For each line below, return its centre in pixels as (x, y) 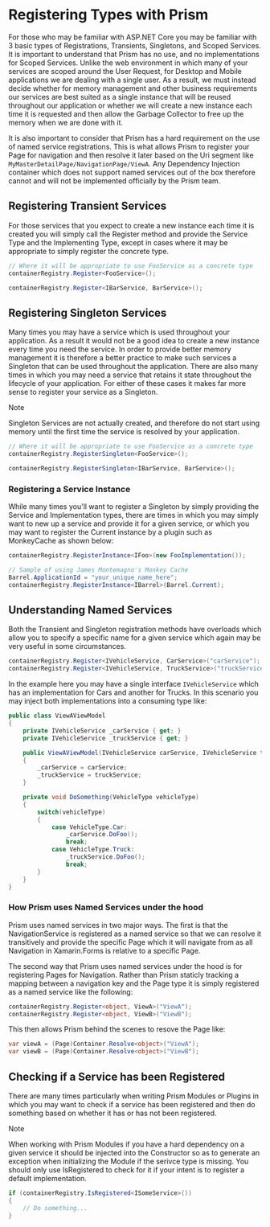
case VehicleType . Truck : (93, 850)
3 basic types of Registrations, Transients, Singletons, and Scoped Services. (135, 45)
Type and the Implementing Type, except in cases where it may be (118, 242)
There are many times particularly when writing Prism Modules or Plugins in (134, 1096)
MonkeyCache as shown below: (61, 541)
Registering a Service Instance (70, 489)
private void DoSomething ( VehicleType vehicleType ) (111, 798)
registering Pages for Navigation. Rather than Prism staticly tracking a (124, 975)
